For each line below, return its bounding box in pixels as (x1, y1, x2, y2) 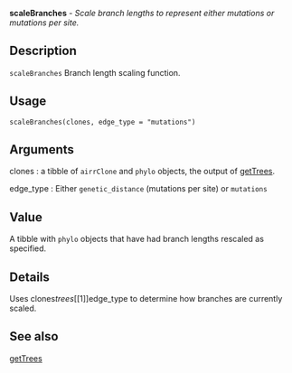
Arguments (9, 142, 75, 157)
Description (9, 43, 77, 59)
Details (9, 269, 50, 284)
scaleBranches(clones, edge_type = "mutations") (9, 117, 196, 126)
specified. (9, 243, 47, 254)
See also (9, 329, 59, 344)
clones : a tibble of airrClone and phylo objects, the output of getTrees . (9, 166, 276, 177)
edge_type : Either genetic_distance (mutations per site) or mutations (9, 183, 268, 194)
